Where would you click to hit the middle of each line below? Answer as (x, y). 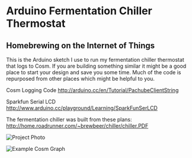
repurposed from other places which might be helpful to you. (81, 79)
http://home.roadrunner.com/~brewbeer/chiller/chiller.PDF (77, 126)
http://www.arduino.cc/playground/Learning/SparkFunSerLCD (82, 108)
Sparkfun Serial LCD (31, 102)
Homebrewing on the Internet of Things (81, 45)
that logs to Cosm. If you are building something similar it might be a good (96, 66)
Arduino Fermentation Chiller (79, 11)
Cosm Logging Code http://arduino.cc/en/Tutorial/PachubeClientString (92, 90)
